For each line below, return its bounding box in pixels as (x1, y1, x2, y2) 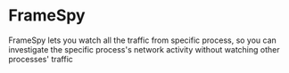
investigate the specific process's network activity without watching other (8, 44, 280, 54)
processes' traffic (8, 53, 73, 64)
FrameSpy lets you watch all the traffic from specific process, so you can (8, 35, 277, 45)
